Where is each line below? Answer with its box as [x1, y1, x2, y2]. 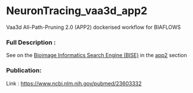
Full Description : [6, 38, 56, 46]
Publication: [6, 67, 42, 75]
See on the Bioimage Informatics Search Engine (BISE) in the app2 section [6, 52, 188, 59]
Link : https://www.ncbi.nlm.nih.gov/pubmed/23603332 [6, 79, 142, 87]
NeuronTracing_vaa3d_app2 [6, 4, 148, 18]
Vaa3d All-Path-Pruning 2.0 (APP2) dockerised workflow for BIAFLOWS [6, 24, 181, 31]
